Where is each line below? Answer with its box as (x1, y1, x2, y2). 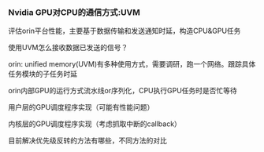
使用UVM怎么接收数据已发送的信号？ (8, 43, 128, 52)
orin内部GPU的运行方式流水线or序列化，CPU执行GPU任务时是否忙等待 (8, 86, 238, 96)
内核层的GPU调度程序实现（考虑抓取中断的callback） (8, 119, 181, 128)
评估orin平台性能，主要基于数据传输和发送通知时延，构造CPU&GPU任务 (8, 26, 241, 36)
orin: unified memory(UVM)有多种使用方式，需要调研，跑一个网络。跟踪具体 (8, 60, 256, 69)
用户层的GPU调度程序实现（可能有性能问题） (8, 103, 154, 112)
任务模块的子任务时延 (8, 69, 77, 79)
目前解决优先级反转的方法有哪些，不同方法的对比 (8, 136, 167, 146)
